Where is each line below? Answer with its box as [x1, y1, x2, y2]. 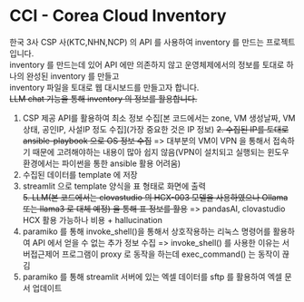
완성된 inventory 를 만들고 [25, 70, 120, 82]
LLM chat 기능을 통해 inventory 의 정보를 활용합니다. [9, 93, 198, 104]
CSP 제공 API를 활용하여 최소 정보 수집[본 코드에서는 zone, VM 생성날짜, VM [22, 112, 296, 123]
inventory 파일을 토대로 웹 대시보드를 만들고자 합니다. [9, 82, 200, 93]
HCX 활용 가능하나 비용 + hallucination [22, 214, 163, 225]
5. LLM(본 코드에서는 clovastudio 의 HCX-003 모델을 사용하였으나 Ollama [22, 191, 289, 202]
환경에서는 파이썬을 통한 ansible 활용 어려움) [22, 158, 181, 169]
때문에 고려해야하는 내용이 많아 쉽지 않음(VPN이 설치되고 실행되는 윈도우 [32, 146, 289, 157]
